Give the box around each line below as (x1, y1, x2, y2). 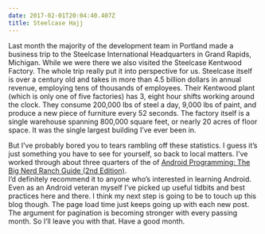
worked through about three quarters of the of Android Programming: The (8, 157, 251, 167)
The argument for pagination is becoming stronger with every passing (8, 208, 238, 217)
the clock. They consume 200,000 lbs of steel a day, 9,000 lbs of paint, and (8, 100, 257, 109)
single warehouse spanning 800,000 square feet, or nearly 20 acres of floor (8, 117, 258, 126)
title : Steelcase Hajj (8, 19, 84, 27)
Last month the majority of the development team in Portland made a (8, 40, 234, 50)
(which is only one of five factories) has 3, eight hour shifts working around (8, 91, 255, 101)
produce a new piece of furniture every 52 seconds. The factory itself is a (8, 108, 251, 117)
